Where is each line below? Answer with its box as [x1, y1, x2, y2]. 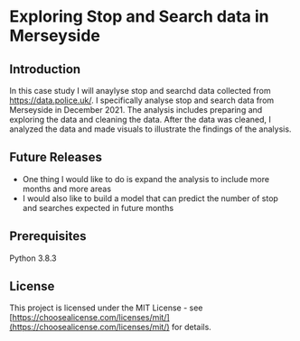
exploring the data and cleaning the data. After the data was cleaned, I [9, 115, 271, 124]
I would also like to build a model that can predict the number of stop [22, 192, 278, 204]
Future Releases [9, 150, 102, 165]
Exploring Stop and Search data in [9, 6, 269, 27]
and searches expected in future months [22, 202, 174, 213]
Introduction [9, 61, 81, 77]
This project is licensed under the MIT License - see [9, 302, 203, 313]
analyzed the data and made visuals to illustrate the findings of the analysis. [9, 124, 292, 134]
